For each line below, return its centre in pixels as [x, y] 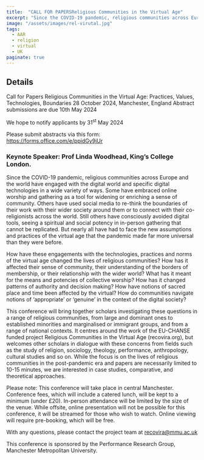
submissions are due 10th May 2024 [52, 110]
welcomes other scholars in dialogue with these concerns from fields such [100, 344]
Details [20, 82]
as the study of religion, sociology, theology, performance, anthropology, [97, 350]
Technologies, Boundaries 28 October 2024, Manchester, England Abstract [100, 103]
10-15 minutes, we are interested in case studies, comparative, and [90, 370]
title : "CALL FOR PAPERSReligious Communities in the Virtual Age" [95, 12]
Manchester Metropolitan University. [52, 451]
